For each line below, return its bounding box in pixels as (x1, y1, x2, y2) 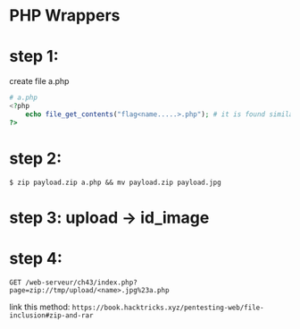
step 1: (9, 46, 60, 67)
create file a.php (9, 76, 70, 87)
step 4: (9, 248, 62, 268)
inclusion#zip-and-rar (9, 310, 94, 320)
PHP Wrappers (9, 5, 121, 26)
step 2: (9, 148, 62, 168)
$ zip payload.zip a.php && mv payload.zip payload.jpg (9, 178, 221, 187)
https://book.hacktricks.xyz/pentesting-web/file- (71, 303, 265, 312)
